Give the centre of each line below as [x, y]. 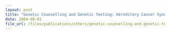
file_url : [16, 24]
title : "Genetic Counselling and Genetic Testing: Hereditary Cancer [80, 14]
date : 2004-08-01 [24, 19]
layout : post [19, 10]
